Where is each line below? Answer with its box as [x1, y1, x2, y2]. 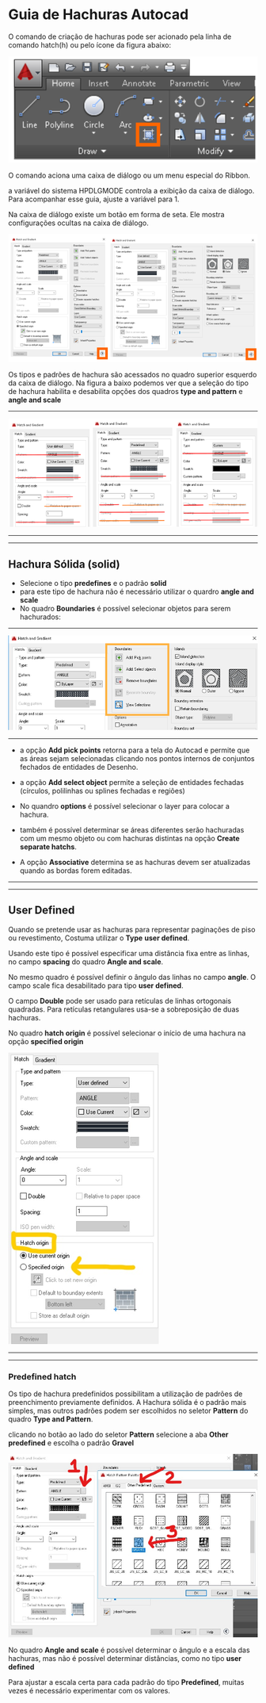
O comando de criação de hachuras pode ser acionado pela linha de [8, 32, 232, 41]
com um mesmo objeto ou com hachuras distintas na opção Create [19, 833, 240, 843]
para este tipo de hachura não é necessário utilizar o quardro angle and [19, 587, 255, 596]
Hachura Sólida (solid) [8, 557, 120, 571]
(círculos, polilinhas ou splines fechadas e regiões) [19, 786, 186, 795]
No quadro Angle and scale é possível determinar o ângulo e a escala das [8, 1645, 251, 1655]
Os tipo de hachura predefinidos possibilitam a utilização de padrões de [8, 1389, 243, 1399]
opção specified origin [8, 1036, 84, 1046]
